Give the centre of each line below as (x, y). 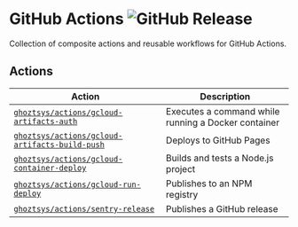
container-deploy (50, 168)
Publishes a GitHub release (222, 208)
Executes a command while (223, 111)
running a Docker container (223, 122)
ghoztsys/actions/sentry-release (84, 209)
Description (225, 96)
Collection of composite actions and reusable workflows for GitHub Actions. (148, 43)
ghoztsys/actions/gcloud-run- (78, 184)
